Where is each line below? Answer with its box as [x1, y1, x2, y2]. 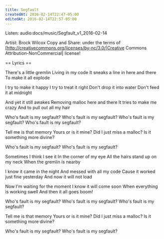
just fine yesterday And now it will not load [5, 174, 92, 180]
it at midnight [5, 90, 32, 96]
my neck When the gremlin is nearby [5, 159, 81, 165]
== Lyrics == [5, 60, 31, 66]
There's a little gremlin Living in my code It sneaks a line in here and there [5, 70, 157, 76]
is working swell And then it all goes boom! [5, 189, 93, 195]
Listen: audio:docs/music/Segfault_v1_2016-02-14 [5, 30, 107, 36]
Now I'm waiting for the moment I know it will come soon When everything [5, 183, 158, 189]
